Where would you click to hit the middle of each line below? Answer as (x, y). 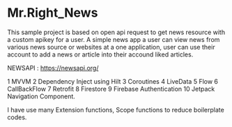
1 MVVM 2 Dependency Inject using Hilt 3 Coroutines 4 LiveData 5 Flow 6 (113, 81)
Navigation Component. (41, 96)
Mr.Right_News (53, 13)
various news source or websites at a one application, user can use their (111, 47)
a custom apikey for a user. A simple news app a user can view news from (114, 39)
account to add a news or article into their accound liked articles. (100, 54)
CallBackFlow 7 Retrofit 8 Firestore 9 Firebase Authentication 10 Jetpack (111, 89)
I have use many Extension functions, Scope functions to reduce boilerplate (116, 110)
